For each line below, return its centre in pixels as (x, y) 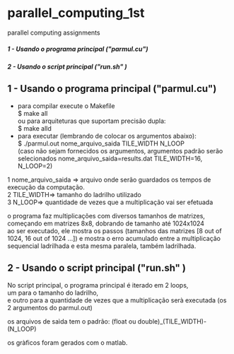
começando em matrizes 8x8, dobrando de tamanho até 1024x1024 (106, 223)
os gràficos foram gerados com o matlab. (68, 342)
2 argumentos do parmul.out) (50, 307)
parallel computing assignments (54, 33)
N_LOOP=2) (35, 166)
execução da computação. (46, 187)
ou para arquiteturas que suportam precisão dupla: (92, 121)
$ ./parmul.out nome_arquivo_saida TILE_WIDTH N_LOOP (101, 143)
